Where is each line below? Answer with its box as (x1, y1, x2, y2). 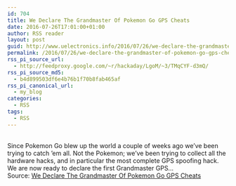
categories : (7, 95, 42, 102)
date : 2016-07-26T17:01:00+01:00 (7, 23, 105, 30)
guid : (7, 43, 23, 50)
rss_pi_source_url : (7, 56, 65, 63)
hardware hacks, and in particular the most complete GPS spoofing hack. (7, 156, 219, 165)
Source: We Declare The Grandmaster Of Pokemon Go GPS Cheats (7, 171, 202, 180)
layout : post (7, 36, 46, 44)
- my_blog (13, 88, 42, 95)
